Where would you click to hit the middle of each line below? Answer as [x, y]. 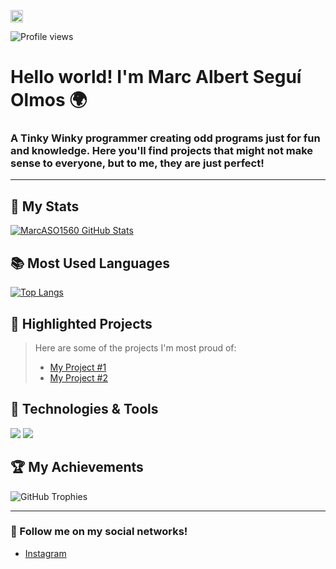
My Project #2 [78, 377]
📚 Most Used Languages [90, 263]
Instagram [45, 553]
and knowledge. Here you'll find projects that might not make [162, 151]
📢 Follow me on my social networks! [99, 532]
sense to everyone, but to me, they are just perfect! [137, 163]
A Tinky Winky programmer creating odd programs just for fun [165, 138]
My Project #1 [78, 367]
